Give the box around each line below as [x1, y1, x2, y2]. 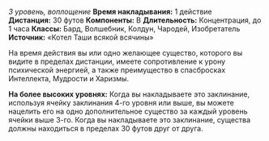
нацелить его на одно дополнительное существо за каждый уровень [8, 106, 249, 116]
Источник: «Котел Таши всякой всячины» [8, 32, 154, 42]
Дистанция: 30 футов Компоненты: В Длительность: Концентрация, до [8, 15, 262, 25]
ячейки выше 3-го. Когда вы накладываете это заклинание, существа [8, 115, 251, 124]
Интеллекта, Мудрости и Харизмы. [8, 74, 130, 83]
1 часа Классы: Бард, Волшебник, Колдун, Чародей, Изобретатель [8, 24, 241, 33]
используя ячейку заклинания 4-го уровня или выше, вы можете [8, 98, 235, 107]
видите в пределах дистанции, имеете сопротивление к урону [8, 56, 226, 66]
